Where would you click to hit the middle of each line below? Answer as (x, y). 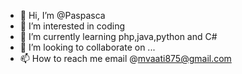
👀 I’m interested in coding (72, 26)
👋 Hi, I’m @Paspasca (62, 15)
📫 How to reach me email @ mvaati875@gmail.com (125, 58)
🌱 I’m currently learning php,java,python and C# (118, 36)
